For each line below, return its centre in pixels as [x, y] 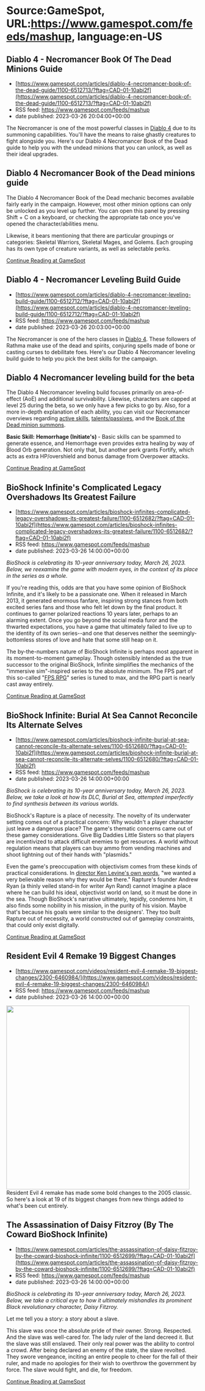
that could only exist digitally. [43, 925]
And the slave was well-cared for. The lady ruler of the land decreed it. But [100, 1337]
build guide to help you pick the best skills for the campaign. [82, 358]
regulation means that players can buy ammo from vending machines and [99, 848]
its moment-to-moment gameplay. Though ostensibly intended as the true [99, 658]
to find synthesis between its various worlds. [63, 804]
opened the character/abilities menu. [52, 224]
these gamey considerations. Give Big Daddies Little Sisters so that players [100, 835]
